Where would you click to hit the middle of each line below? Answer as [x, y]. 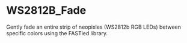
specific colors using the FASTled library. [57, 33]
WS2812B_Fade [46, 10]
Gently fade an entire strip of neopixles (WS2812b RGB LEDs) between [94, 27]
